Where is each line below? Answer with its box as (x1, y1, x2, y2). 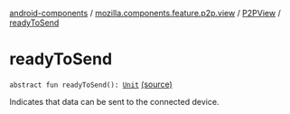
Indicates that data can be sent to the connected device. (9, 96, 220, 107)
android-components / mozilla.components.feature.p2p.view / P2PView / (9, 8, 282, 18)
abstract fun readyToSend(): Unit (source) (9, 79, 173, 90)
